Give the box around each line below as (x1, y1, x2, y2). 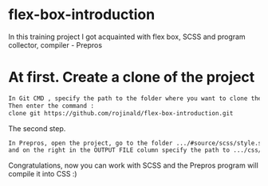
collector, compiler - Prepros (8, 40, 102, 49)
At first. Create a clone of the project (8, 68, 255, 87)
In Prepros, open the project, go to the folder (8, 139, 173, 147)
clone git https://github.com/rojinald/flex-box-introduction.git (8, 109, 234, 117)
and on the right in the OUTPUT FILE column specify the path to (8, 146, 230, 154)
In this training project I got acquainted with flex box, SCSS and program (8, 32, 246, 41)
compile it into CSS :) (8, 169, 77, 179)
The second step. (8, 123, 66, 133)
